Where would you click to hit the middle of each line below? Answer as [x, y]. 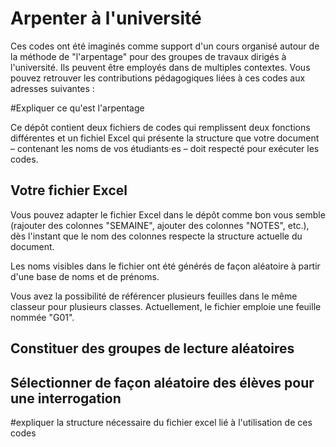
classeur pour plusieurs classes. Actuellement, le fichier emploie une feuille [166, 306]
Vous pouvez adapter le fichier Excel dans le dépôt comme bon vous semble [168, 214]
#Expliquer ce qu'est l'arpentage [77, 108]
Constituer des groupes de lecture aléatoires [152, 348]
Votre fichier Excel [69, 190]
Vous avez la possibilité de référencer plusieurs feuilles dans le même [154, 296]
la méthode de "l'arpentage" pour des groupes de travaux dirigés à [148, 56]
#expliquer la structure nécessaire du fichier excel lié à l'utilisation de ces [161, 422]
